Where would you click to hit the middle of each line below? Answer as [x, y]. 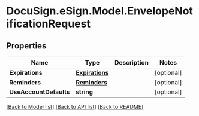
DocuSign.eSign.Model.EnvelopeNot [100, 11]
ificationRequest [49, 24]
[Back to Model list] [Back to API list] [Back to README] [75, 107]
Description [132, 62]
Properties [26, 46]
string [85, 92]
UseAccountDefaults [40, 92]
